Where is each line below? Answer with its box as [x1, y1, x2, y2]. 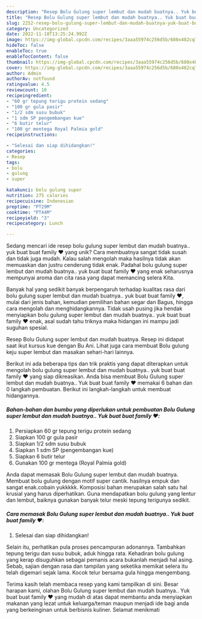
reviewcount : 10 [6, 87, 47, 93]
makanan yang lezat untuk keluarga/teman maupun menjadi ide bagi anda [6, 600, 189, 607]
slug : [6, 20, 20, 26]
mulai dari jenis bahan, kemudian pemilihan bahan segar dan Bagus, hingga [6, 299, 194, 306]
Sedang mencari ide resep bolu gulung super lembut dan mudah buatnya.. [6, 242, 191, 249]
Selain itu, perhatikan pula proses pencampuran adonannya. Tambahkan [6, 543, 186, 550]
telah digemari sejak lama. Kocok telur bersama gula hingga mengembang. [6, 569, 191, 576]
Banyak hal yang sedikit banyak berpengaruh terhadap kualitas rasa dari [6, 286, 185, 293]
